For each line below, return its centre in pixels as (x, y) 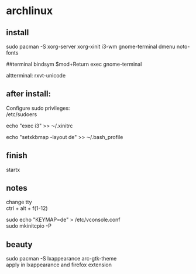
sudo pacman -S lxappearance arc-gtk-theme (61, 259)
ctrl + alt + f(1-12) (27, 208)
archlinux (30, 11)
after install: (29, 94)
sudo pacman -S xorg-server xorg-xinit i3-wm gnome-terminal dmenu (91, 46)
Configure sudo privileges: (38, 108)
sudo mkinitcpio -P (29, 226)
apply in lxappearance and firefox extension (59, 265)
